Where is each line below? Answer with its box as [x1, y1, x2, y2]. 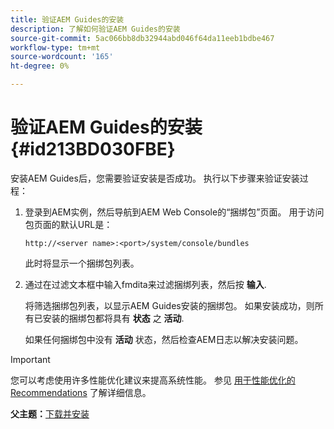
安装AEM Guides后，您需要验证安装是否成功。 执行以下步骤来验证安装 [10, 172, 300, 184]
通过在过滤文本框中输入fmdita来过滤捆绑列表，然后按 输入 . [24, 278, 267, 290]
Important [10, 353, 51, 365]
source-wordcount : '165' [10, 52, 114, 62]
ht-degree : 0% [10, 61, 70, 71]
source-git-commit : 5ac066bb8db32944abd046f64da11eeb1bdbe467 [10, 33, 275, 43]
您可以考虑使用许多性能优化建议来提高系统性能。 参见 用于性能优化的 [10, 374, 296, 386]
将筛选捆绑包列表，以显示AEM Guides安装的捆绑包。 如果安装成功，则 [24, 299, 315, 311]
